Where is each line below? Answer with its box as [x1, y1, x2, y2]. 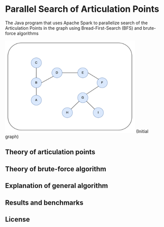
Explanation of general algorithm [5, 182, 108, 190]
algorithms [17, 30, 39, 36]
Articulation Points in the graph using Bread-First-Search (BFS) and [5, 25, 142, 31]
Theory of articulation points [5, 148, 95, 156]
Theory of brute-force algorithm [5, 165, 106, 173]
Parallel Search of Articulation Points [5, 3, 160, 15]
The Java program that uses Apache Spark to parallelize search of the [5, 20, 148, 26]
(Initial [135, 128, 149, 134]
